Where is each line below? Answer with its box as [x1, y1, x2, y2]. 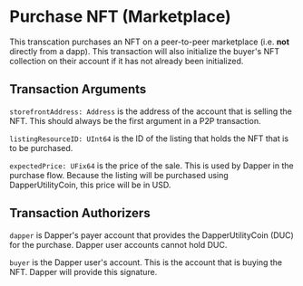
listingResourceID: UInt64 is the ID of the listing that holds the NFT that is [9, 133, 288, 144]
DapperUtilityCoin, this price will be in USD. [9, 179, 171, 190]
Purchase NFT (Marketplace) [9, 6, 231, 27]
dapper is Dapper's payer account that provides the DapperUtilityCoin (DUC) [9, 229, 295, 241]
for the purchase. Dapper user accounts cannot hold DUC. [9, 239, 228, 250]
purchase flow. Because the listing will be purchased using [9, 169, 229, 180]
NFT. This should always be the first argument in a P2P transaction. [9, 115, 261, 126]
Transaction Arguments [9, 81, 147, 97]
